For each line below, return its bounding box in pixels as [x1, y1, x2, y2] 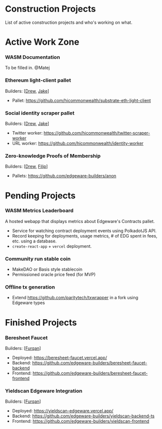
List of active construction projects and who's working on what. [5, 19, 133, 25]
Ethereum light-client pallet [5, 77, 72, 84]
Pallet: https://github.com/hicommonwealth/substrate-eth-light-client [12, 97, 151, 103]
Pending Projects [5, 190, 76, 201]
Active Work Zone [5, 36, 79, 48]
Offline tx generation [5, 284, 55, 291]
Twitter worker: [12, 130, 43, 136]
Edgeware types [12, 300, 45, 306]
